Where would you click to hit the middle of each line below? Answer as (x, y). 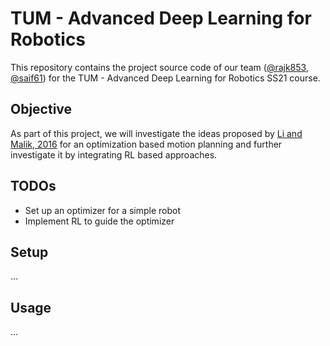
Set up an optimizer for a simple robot (103, 210)
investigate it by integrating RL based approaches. (114, 154)
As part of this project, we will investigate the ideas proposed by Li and (156, 133)
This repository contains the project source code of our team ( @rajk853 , (159, 67)
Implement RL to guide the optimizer (99, 221)
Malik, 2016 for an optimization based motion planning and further (146, 144)
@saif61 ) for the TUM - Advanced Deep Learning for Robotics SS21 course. (165, 78)
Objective (41, 109)
